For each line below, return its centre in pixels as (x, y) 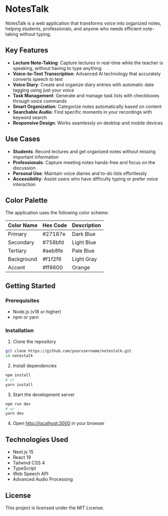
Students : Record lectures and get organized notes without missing (84, 151)
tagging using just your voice (43, 90)
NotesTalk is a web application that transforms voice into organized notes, (83, 23)
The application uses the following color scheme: (57, 213)
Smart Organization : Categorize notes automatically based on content (87, 106)
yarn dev (15, 414)
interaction (24, 184)
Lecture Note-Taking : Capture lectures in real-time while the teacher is (88, 63)
